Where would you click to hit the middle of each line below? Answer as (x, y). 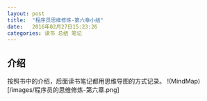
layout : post (26, 14)
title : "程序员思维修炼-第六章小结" (56, 20)
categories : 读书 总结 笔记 (44, 33)
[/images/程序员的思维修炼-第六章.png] (63, 90)
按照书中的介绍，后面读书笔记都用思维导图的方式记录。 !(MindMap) (104, 81)
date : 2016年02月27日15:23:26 (52, 26)
